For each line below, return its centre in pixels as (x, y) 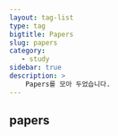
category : (28, 51)
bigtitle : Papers (42, 34)
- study (35, 59)
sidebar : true (36, 68)
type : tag (28, 26)
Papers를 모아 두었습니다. (68, 84)
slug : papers (34, 42)
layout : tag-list (42, 17)
